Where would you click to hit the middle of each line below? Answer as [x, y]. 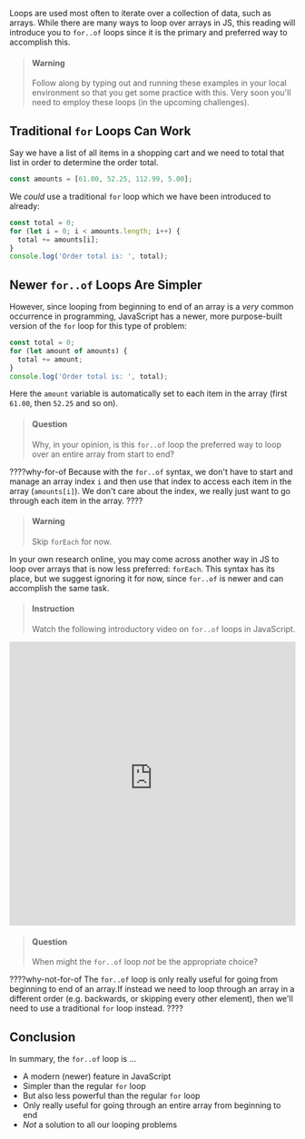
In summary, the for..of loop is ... [73, 1059]
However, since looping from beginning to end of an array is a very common [152, 307]
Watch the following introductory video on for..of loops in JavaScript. [163, 629]
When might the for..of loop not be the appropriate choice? [145, 962]
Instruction [53, 609]
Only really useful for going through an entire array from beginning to [152, 1105]
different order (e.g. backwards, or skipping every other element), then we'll [151, 999]
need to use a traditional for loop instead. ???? [96, 1008]
